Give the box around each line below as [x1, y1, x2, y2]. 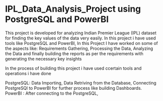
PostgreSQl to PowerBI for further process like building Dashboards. [5, 85, 143, 91]
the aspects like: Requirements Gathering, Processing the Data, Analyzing [5, 45, 153, 51]
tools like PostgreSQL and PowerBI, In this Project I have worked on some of [5, 40, 158, 46]
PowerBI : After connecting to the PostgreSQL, [5, 90, 99, 96]
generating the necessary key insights [5, 56, 82, 61]
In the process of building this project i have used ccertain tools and [5, 65, 142, 71]
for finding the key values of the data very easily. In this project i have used [5, 35, 156, 41]
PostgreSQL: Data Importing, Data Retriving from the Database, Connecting [5, 80, 157, 86]
